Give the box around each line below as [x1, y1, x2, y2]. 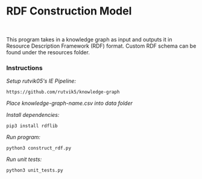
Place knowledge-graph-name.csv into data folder [6, 99, 133, 107]
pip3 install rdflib [6, 123, 58, 129]
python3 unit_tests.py [6, 168, 63, 174]
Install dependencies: [6, 111, 60, 119]
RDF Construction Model [6, 4, 132, 18]
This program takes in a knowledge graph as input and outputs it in [6, 36, 172, 43]
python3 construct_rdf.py [6, 145, 71, 151]
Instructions [6, 63, 43, 72]
